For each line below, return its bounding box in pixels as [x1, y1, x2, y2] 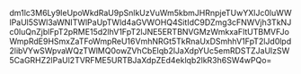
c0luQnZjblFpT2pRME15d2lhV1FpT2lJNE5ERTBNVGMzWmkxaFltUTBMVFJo [9, 27, 290, 37]
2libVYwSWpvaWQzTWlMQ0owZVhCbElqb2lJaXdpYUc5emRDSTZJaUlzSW [9, 45, 290, 56]
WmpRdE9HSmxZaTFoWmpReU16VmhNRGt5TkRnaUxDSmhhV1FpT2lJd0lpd [9, 36, 292, 46]
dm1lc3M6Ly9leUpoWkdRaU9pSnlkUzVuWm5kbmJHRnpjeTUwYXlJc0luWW [9, 8, 292, 18]
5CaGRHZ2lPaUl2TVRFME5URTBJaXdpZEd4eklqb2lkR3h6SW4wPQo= [9, 55, 272, 65]
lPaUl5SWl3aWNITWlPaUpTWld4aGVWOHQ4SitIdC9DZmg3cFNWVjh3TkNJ [9, 17, 292, 28]
